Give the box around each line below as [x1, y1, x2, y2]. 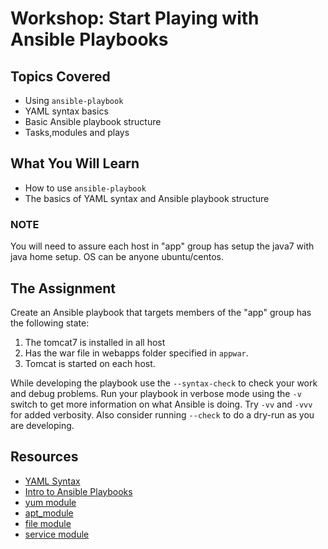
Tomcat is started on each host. [24, 357, 156, 369]
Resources [10, 448, 79, 466]
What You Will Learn [10, 155, 140, 172]
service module [24, 528, 90, 540]
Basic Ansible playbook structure [24, 116, 162, 127]
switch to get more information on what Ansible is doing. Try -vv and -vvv [10, 398, 313, 410]
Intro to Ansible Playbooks [24, 485, 133, 497]
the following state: [10, 317, 90, 329]
